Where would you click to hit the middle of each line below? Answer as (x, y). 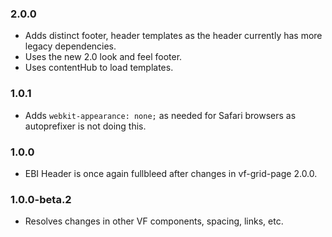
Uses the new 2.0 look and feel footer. (103, 57)
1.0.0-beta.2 (41, 199)
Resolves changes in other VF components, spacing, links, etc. (154, 221)
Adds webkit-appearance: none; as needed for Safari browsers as (160, 115)
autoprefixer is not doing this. (85, 126)
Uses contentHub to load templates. (99, 68)
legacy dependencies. (70, 46)
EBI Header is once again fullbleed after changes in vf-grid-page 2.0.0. (171, 173)
